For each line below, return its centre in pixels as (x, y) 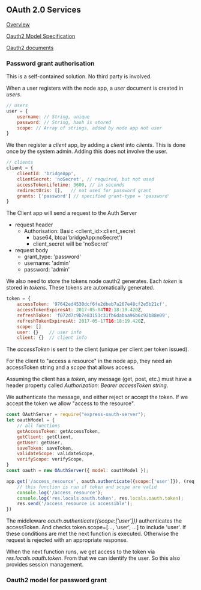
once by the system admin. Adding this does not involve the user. (87, 151)
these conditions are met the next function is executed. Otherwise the (92, 534)
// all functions (39, 426)
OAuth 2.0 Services (43, 10)
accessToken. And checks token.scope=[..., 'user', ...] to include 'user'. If (96, 527)
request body (31, 250)
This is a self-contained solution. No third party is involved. (79, 76)
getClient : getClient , (45, 437)
